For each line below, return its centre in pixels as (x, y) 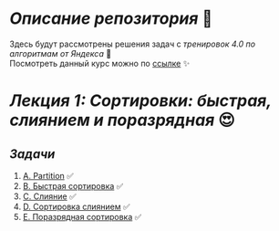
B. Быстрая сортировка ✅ (73, 185)
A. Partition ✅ (48, 175)
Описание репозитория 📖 (111, 19)
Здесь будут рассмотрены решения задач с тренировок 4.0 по (133, 44)
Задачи (32, 154)
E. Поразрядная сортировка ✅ (82, 216)
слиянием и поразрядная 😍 (122, 120)
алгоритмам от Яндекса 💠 (61, 53)
